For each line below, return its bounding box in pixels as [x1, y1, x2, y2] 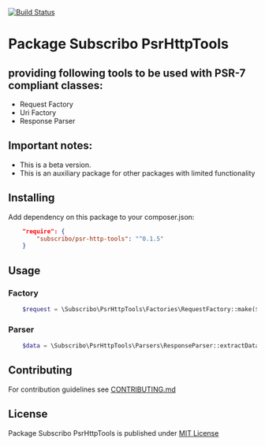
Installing [8, 191, 55, 205]
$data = [22, 342, 47, 350]
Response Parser [19, 117, 76, 125]
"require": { [22, 227, 65, 236]
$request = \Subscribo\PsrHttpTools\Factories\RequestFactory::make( [22, 305, 256, 313]
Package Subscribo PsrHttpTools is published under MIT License [8, 428, 219, 437]
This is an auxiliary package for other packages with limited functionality [19, 168, 256, 177]
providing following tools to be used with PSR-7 [8, 66, 246, 80]
